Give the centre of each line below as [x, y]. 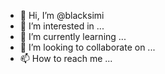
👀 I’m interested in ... [62, 26]
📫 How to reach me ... [66, 58]
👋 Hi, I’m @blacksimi [62, 15]
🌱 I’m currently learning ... [73, 36]
